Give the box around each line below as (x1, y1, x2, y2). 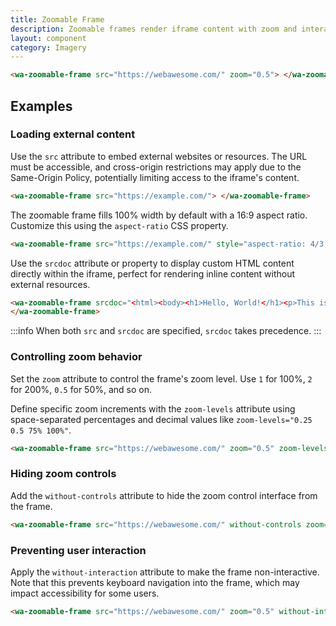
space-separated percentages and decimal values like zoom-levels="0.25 (10, 413, 313, 425)
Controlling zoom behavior (10, 350, 143, 364)
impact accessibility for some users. (10, 587, 160, 599)
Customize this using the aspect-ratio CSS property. (10, 219, 229, 231)
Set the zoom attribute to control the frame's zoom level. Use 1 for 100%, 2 (10, 372, 313, 385)
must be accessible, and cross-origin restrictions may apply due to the (10, 161, 302, 173)
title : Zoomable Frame (10, 14, 105, 25)
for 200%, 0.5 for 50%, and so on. (10, 383, 153, 395)
